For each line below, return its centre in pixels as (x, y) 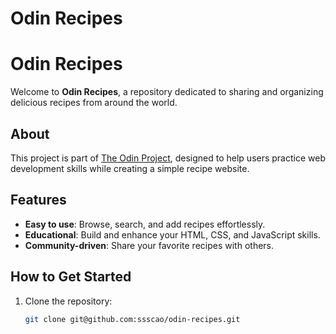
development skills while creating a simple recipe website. (130, 168)
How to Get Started (71, 277)
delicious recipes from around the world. (94, 103)
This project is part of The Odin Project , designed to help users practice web (168, 158)
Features (38, 200)
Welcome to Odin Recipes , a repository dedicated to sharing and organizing (167, 92)
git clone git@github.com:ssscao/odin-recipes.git (132, 319)
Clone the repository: (68, 301)
